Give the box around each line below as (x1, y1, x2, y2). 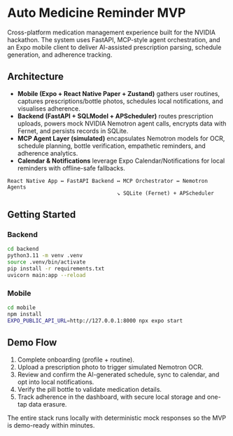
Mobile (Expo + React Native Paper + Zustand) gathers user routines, (17, 89, 220, 97)
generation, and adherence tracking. (7, 50, 113, 59)
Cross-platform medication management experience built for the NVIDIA (7, 28, 216, 36)
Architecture (7, 71, 64, 83)
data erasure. (28, 400, 67, 408)
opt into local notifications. (17, 377, 94, 386)
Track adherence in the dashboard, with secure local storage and (17, 393, 206, 401)
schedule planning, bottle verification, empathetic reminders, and (17, 142, 206, 150)
